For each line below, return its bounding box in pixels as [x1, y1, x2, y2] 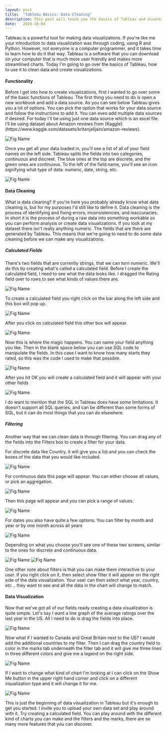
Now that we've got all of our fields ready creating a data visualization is [5, 604, 153, 611]
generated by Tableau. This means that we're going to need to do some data [5, 230, 162, 237]
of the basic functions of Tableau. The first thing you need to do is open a [5, 94, 156, 100]
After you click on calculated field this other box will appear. [5, 320, 128, 326]
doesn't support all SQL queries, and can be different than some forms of [5, 404, 156, 410]
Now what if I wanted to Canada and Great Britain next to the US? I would [5, 634, 155, 641]
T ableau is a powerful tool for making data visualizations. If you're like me [5, 35, 156, 41]
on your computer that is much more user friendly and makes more [5, 56, 143, 62]
